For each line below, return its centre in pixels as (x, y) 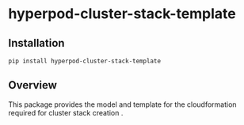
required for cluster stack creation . (66, 112)
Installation (36, 43)
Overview (33, 85)
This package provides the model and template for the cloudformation (122, 104)
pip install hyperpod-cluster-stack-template (84, 61)
